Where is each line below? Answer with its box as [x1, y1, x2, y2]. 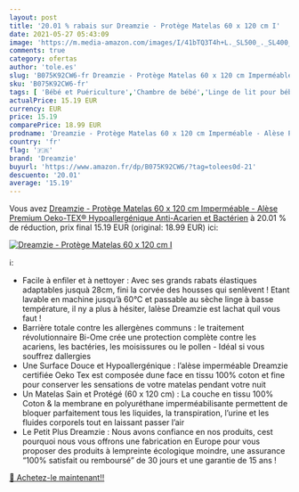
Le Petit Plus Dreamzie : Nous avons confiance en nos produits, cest [21, 427, 273, 438]
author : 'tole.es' [9, 63, 77, 72]
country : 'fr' [9, 137, 62, 146]
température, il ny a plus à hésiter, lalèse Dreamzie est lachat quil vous [21, 304, 280, 315]
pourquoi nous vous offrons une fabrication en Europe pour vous [21, 436, 261, 447]
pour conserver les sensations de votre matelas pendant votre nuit [21, 380, 266, 390]
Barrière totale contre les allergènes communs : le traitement [21, 323, 245, 333]
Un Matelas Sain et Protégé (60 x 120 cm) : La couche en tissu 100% [21, 389, 274, 399]
